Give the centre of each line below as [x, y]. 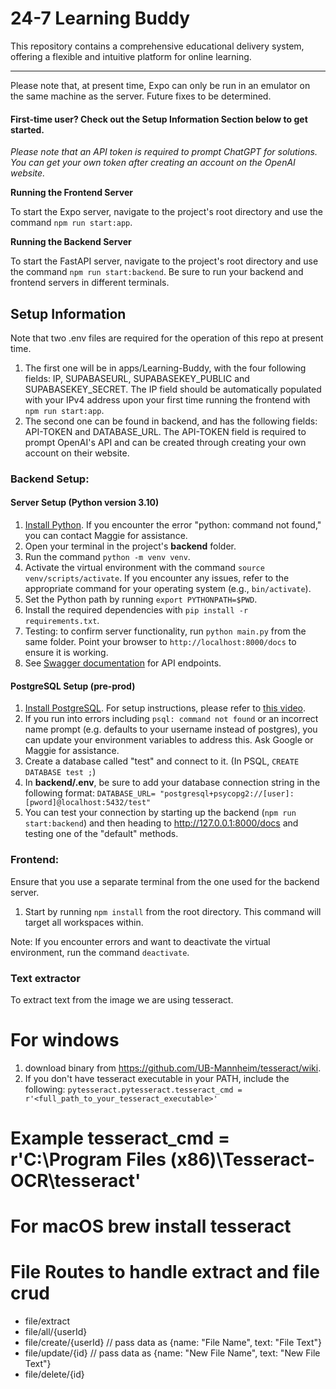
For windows [65, 1040]
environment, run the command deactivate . [100, 952]
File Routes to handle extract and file [165, 1272]
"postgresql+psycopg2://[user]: [227, 794]
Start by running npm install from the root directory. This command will [173, 911]
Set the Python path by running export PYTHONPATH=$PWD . [141, 599]
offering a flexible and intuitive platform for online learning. [131, 56]
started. [27, 129]
